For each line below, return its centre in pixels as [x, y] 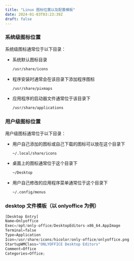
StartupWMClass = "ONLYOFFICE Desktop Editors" [53, 244]
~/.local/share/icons [34, 153]
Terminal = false [21, 230]
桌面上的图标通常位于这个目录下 [45, 163]
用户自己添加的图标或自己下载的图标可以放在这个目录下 [68, 144]
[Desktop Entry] [22, 216]
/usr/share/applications [38, 108]
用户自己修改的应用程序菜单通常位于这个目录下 [60, 183]
